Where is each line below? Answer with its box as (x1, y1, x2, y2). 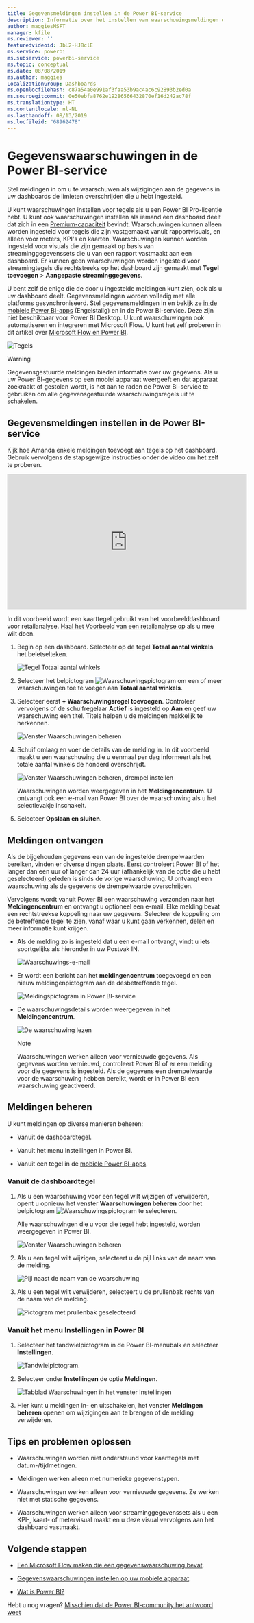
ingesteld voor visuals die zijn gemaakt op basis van (7, 242, 154, 250)
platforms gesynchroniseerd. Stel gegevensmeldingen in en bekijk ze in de (7, 299, 218, 307)
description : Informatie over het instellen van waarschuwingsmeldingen (7, 16, 219, 23)
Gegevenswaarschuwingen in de (7, 148, 199, 163)
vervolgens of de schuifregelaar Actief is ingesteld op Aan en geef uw (16, 704, 217, 713)
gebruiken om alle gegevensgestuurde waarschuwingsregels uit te (7, 390, 195, 398)
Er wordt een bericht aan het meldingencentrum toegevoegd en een (16, 972, 212, 980)
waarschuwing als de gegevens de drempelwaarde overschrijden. (7, 882, 193, 890)
